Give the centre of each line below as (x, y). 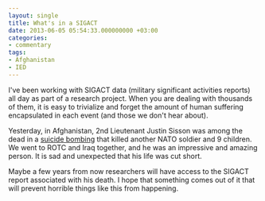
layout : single (33, 15)
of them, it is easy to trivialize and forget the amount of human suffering (126, 106)
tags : (17, 52)
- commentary (30, 45)
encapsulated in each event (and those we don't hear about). (108, 115)
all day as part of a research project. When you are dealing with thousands (131, 98)
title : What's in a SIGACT (53, 23)
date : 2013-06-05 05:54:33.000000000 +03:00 (83, 30)
